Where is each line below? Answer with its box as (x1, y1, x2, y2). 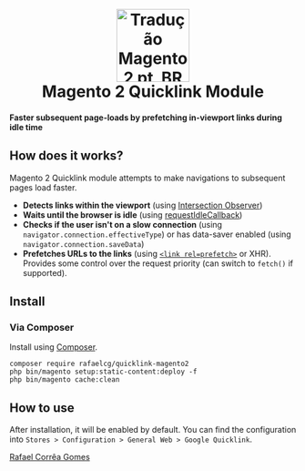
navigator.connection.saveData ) (22, 238, 145, 249)
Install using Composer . (9, 342, 98, 353)
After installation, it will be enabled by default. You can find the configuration (9, 425, 297, 435)
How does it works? (9, 148, 124, 164)
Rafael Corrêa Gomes (9, 452, 91, 463)
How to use (9, 400, 75, 415)
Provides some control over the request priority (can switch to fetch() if (22, 258, 294, 269)
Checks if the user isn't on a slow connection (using (22, 219, 223, 230)
